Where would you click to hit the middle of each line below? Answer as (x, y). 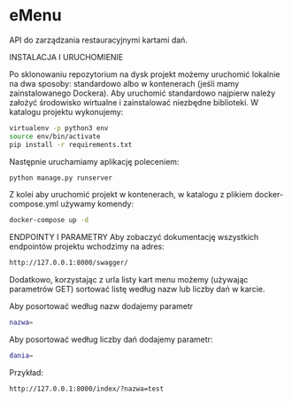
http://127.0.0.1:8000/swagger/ (69, 263)
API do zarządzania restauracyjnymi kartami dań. (99, 40)
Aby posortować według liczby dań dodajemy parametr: (111, 340)
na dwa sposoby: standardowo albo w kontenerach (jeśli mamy (124, 83)
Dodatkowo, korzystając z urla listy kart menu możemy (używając (129, 280)
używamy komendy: (97, 204)
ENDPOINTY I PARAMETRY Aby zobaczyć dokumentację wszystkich (134, 237)
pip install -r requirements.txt (71, 144)
